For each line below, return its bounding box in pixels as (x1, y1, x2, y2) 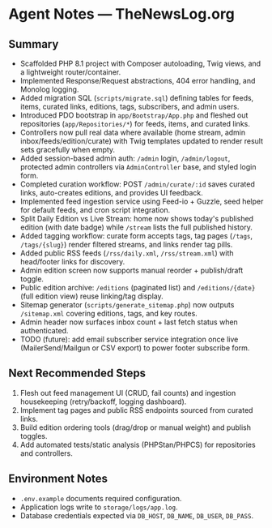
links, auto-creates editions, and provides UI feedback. (19, 188, 204, 197)
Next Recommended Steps (8, 367, 147, 380)
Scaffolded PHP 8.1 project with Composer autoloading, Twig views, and (19, 58, 261, 68)
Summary (8, 37, 59, 51)
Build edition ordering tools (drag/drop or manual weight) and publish (19, 423, 251, 432)
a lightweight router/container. (19, 67, 121, 77)
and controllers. (19, 448, 73, 458)
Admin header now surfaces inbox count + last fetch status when (19, 317, 239, 327)
